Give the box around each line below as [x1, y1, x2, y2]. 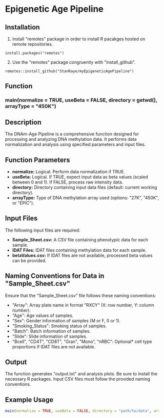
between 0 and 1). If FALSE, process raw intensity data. [12, 179, 123, 185]
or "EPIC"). [12, 200, 34, 206]
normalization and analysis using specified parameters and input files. [5, 141, 146, 148]
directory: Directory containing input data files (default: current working [12, 184, 157, 190]
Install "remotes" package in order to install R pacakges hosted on [12, 36, 145, 42]
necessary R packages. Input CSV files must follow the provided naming [5, 376, 150, 382]
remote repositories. [12, 41, 53, 47]
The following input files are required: [5, 227, 81, 233]
